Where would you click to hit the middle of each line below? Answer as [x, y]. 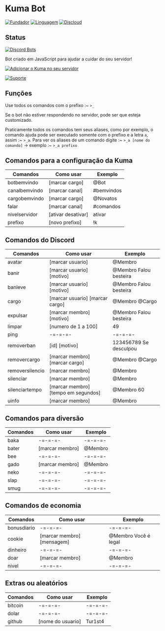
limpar [15, 327]
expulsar [18, 316]
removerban [22, 346]
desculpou [124, 349]
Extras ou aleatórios [36, 583]
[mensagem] [55, 542]
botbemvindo [23, 183]
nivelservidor [23, 215]
